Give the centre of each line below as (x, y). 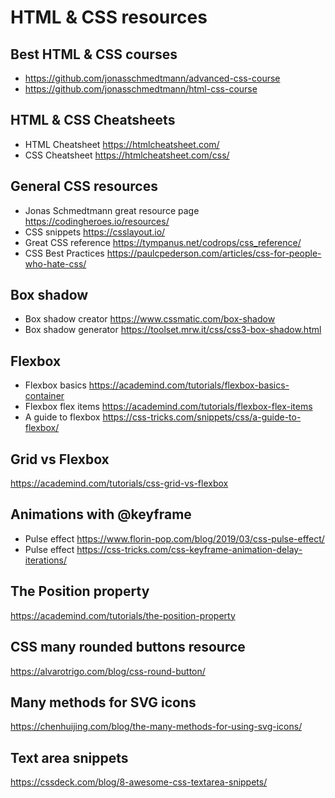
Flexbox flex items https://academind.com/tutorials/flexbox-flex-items (168, 407)
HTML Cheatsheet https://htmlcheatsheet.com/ (122, 144)
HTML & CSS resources (109, 17)
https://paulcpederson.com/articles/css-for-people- (214, 253)
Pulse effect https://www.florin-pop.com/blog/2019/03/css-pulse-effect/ (174, 538)
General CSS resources (84, 186)
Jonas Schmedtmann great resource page (112, 210)
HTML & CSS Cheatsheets (93, 120)
